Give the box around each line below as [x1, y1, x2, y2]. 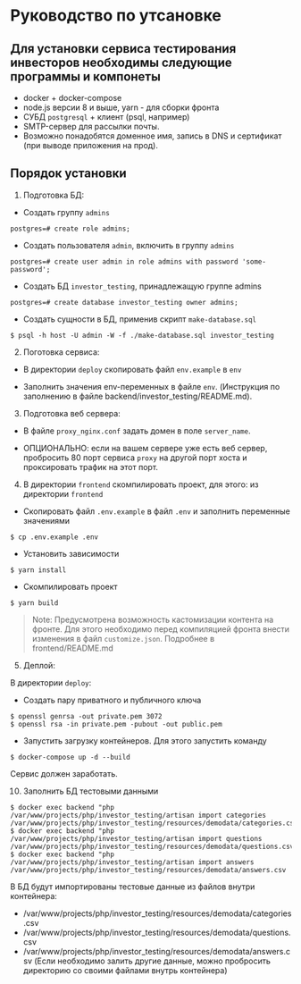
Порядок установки [10, 166, 128, 181]
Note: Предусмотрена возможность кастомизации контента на [31, 614, 274, 625]
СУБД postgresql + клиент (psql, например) [22, 112, 190, 122]
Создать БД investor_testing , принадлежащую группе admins [22, 281, 262, 291]
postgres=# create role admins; [10, 224, 130, 233]
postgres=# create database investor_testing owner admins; [10, 298, 239, 307]
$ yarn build [10, 598, 59, 608]
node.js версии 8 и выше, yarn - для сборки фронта [22, 102, 220, 113]
